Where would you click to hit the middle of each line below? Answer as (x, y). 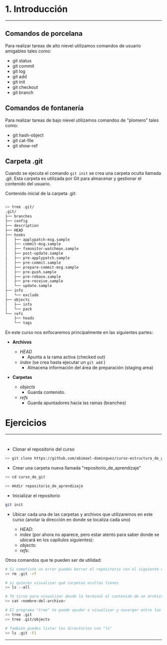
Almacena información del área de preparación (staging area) (90, 368)
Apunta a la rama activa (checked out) (66, 357)
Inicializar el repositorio (36, 495)
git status (22, 60)
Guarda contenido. (46, 392)
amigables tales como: (28, 51)
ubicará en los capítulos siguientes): (57, 540)
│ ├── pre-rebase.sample (33, 277)
